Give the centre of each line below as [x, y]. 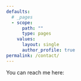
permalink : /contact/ [33, 56]
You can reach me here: [35, 72]
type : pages [36, 34]
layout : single [41, 45]
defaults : [18, 12]
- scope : [22, 22]
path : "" [33, 28]
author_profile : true [48, 50]
